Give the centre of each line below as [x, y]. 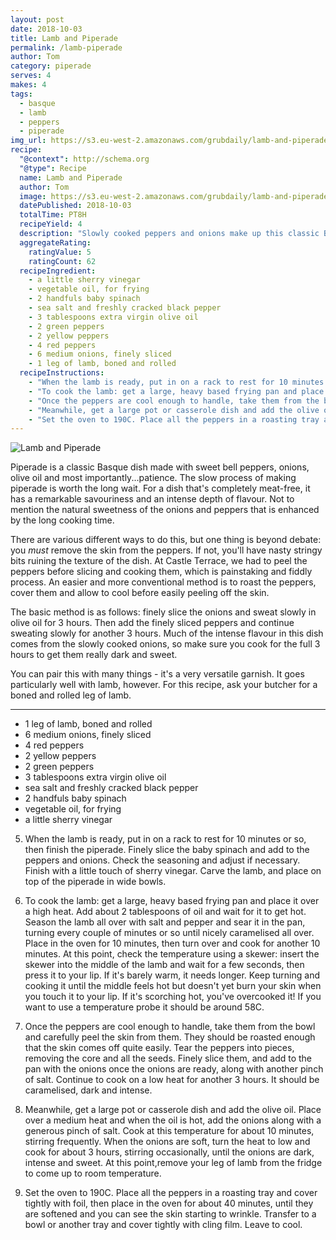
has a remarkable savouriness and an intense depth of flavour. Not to [152, 499]
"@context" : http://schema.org [84, 159]
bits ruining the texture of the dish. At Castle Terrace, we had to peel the [159, 561]
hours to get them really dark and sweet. [94, 655]
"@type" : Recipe [53, 168]
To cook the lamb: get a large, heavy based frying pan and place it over [172, 901]
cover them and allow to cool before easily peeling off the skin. [140, 593]
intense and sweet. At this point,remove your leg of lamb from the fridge [173, 1163]
